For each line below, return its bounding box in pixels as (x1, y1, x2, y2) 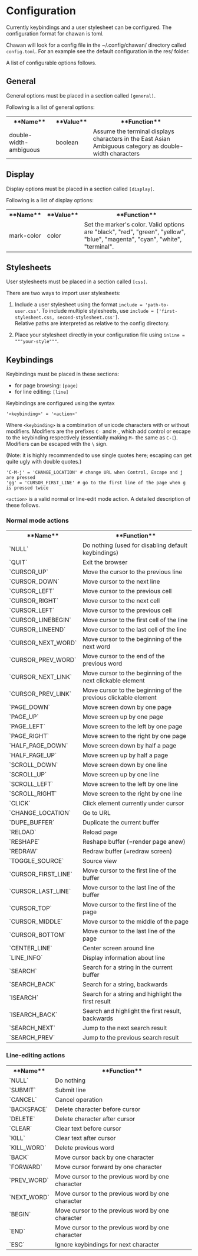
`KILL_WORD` (9, 1143, 47, 1151)
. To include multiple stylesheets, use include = (38, 307, 154, 315)
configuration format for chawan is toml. (6, 30, 104, 37)
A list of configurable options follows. (6, 59, 97, 66)
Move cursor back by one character (55, 1153, 154, 1161)
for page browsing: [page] (14, 382, 78, 389)
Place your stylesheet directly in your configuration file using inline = (14, 331, 185, 338)
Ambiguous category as (93, 142, 159, 150)
